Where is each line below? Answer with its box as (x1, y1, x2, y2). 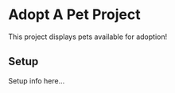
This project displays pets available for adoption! (8, 32, 168, 41)
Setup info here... (8, 76, 65, 85)
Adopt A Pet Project (8, 6, 141, 24)
